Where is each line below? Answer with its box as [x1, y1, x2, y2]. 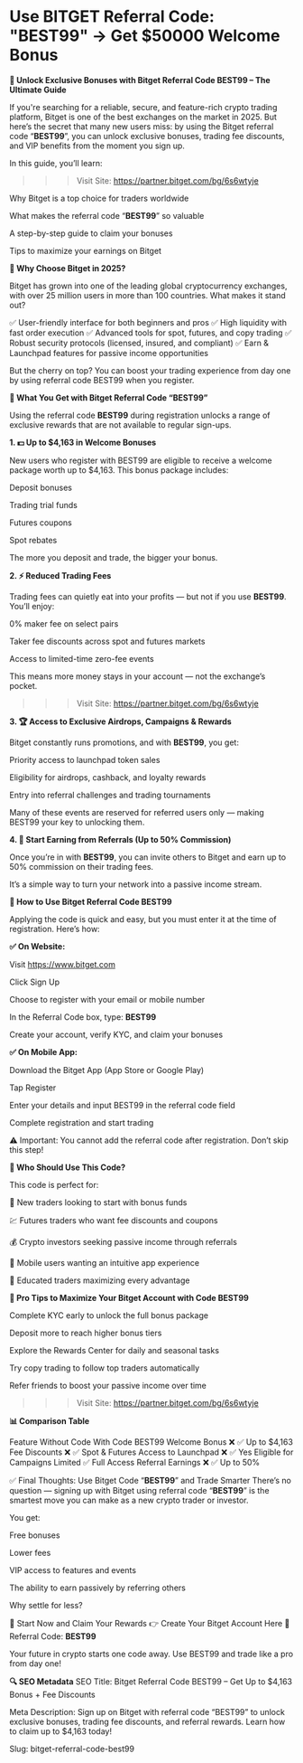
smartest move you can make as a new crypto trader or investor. [9, 1494, 249, 1505]
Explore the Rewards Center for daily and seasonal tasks [9, 1344, 219, 1355]
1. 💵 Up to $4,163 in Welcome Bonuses [9, 437, 157, 448]
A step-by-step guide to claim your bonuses [9, 228, 173, 239]
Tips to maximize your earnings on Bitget [9, 245, 162, 256]
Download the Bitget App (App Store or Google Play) [9, 1064, 205, 1075]
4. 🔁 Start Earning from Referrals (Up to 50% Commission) [9, 834, 232, 844]
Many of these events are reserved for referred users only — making [9, 806, 264, 817]
